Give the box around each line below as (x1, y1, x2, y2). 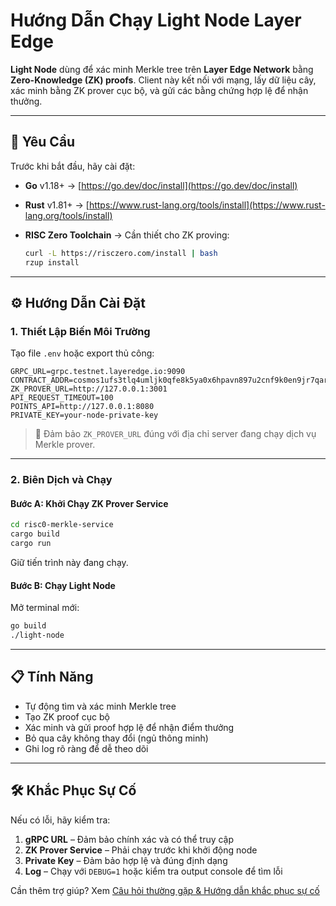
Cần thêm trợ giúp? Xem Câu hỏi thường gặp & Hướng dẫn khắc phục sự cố (10, 884, 320, 896)
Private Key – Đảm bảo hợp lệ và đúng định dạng (24, 854, 228, 866)
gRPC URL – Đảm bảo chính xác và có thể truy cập (24, 833, 235, 845)
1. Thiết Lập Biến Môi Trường (10, 324, 151, 338)
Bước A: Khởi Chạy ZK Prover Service (10, 497, 169, 509)
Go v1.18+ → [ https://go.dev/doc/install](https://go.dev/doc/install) (24, 179, 298, 191)
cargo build (10, 529, 60, 539)
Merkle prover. (34, 439, 96, 451)
